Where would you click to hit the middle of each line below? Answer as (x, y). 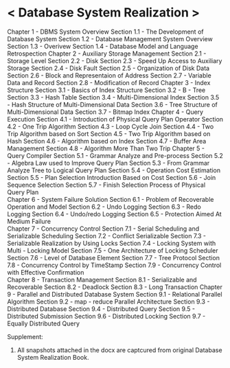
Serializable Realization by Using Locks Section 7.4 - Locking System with (112, 243)
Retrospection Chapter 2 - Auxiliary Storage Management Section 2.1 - (107, 54)
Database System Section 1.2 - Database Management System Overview (110, 38)
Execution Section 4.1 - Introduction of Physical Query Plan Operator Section (115, 119)
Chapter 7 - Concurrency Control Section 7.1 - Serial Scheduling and (103, 229)
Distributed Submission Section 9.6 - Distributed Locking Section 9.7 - (106, 316)
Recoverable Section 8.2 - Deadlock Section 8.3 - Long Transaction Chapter (115, 287)
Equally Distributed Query (44, 323)
